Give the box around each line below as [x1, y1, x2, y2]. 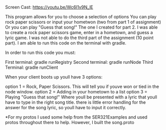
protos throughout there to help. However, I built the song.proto [5, 120, 135, 125]
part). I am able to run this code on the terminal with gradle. [5, 40, 126, 46]
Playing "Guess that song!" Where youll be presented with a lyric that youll [5, 94, 158, 100]
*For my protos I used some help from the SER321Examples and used [5, 114, 148, 120]
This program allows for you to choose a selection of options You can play [5, 14, 157, 19]
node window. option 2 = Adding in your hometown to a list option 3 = [5, 89, 148, 94]
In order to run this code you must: [5, 49, 76, 55]
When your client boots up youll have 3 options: [5, 74, 103, 80]
